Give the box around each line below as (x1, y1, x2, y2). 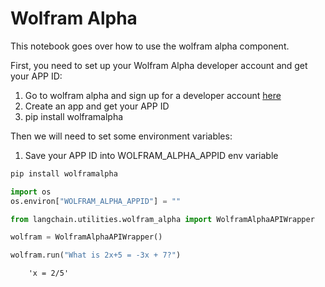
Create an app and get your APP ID (24, 100, 170, 112)
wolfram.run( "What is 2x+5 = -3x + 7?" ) (10, 250, 182, 261)
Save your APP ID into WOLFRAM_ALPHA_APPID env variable (24, 149, 279, 161)
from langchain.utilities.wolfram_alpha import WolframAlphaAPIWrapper (10, 214, 315, 224)
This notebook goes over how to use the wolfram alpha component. (10, 40, 290, 52)
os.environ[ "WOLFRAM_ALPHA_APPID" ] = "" (10, 196, 182, 206)
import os (10, 187, 52, 197)
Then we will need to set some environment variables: (10, 130, 233, 142)
